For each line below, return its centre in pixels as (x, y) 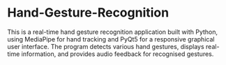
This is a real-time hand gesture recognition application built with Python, (113, 32)
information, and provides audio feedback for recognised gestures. (118, 54)
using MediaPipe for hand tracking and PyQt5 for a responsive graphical (111, 39)
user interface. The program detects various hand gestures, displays (106, 46)
